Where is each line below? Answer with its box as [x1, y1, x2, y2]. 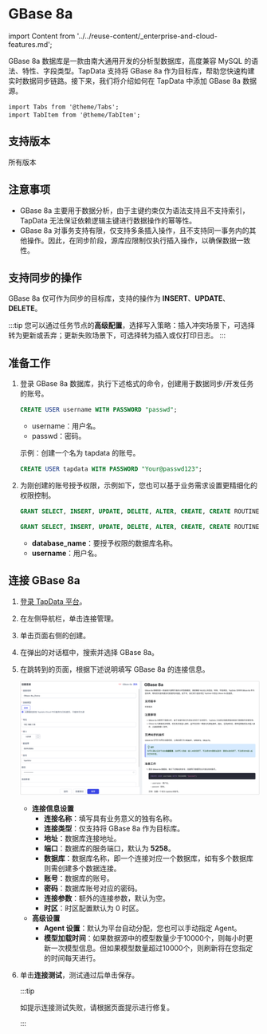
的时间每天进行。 [43, 953, 100, 962]
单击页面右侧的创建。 [19, 630, 90, 640]
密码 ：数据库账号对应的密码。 [43, 883, 142, 893]
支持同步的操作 [8, 270, 82, 284]
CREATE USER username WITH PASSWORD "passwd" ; [19, 406, 178, 414]
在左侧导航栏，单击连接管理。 [19, 614, 118, 623]
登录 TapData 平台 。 [19, 596, 87, 606]
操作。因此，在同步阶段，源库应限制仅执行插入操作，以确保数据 [26, 235, 237, 245]
